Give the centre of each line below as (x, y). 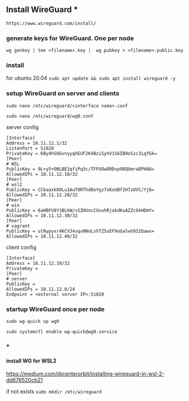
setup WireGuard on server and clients (63, 93)
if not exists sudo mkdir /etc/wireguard (54, 392)
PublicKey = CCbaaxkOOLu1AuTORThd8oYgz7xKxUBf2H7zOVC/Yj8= (80, 190)
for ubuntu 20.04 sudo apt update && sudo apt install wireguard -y (91, 78)
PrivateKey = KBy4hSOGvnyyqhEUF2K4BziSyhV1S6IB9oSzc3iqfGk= (82, 153)
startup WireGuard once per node (56, 309)
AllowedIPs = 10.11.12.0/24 (41, 289)
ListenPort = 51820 (30, 148)
